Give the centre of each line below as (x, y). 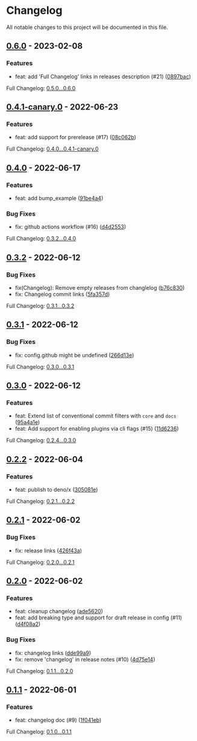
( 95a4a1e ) (27, 422)
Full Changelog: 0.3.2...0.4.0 (41, 239)
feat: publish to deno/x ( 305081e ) (56, 490)
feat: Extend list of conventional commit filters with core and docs (95, 416)
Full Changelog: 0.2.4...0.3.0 (41, 440)
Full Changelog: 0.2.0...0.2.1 (41, 562)
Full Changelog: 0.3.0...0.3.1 (40, 367)
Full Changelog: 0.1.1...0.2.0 (40, 671)
